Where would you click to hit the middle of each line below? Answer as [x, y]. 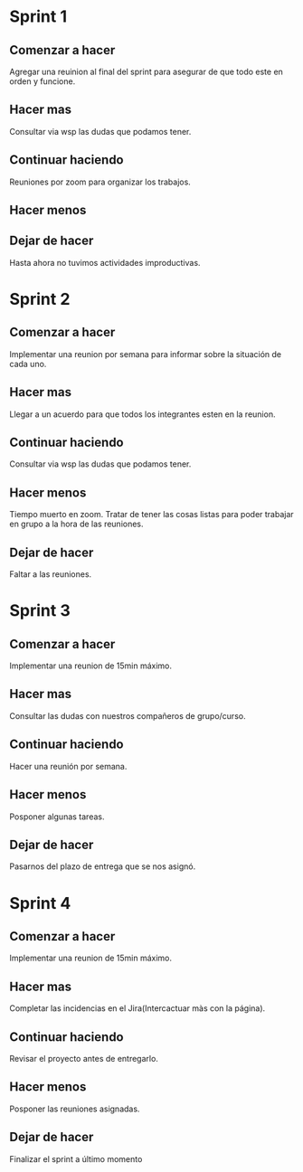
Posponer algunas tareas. [57, 817]
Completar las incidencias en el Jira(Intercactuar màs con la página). [137, 1008]
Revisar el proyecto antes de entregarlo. [84, 1058]
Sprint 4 [40, 903]
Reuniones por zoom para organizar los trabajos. [100, 182]
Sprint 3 [40, 611]
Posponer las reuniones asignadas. [75, 1109]
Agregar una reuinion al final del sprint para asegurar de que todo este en [146, 71]
